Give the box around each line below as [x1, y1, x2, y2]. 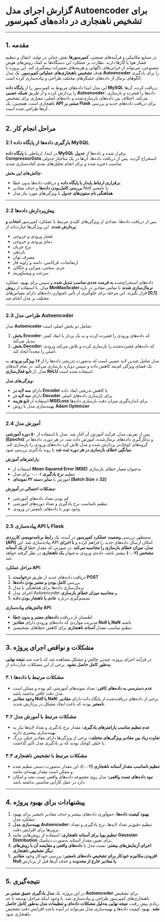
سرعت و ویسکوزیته [12, 270, 49, 276]
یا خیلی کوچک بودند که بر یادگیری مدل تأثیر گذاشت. [12, 740, 106, 746]
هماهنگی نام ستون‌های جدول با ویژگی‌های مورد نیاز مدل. [12, 190, 114, 196]
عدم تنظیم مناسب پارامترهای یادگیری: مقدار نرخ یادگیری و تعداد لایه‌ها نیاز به [12, 724, 150, 731]
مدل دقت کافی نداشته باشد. [12, 690, 64, 696]
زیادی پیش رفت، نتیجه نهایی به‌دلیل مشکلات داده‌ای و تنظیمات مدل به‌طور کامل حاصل [5, 900, 159, 906]
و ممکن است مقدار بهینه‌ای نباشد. [12, 768, 74, 775]
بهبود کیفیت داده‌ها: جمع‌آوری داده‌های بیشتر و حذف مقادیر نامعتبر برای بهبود [12, 811, 149, 817]
